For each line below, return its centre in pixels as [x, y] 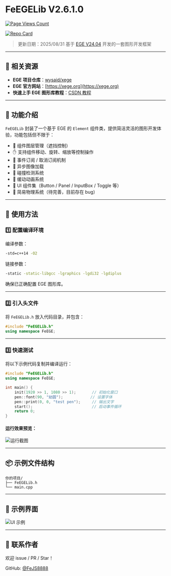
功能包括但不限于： [34, 134]
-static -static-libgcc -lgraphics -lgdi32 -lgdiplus [64, 274]
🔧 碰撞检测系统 [28, 173]
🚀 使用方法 [22, 214]
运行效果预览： [21, 428]
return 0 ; [25, 411]
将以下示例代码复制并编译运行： [39, 364]
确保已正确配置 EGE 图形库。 [36, 284]
